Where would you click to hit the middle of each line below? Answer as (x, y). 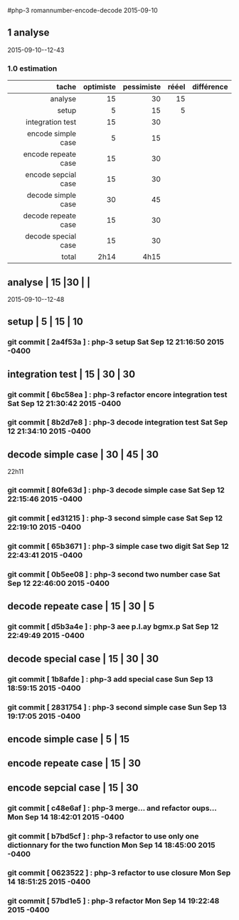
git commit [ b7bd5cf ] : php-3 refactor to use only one (103, 836)
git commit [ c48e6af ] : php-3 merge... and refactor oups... (112, 808)
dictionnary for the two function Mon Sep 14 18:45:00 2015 (111, 845)
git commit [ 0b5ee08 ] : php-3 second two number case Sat (114, 574)
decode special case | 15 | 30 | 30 (83, 658)
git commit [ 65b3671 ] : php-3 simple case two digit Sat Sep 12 (118, 547)
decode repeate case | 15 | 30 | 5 (81, 606)
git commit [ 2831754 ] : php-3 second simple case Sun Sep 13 (117, 707)
